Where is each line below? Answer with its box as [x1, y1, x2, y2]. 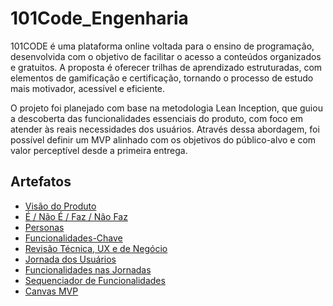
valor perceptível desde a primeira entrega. [10, 144, 188, 156]
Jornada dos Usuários [24, 253, 117, 265]
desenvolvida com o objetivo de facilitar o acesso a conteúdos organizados [10, 50, 322, 62]
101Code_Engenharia [10, 7, 189, 30]
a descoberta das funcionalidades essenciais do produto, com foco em [10, 112, 304, 124]
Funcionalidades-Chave [24, 232, 123, 244]
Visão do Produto [24, 200, 97, 212]
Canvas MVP [24, 285, 79, 297]
